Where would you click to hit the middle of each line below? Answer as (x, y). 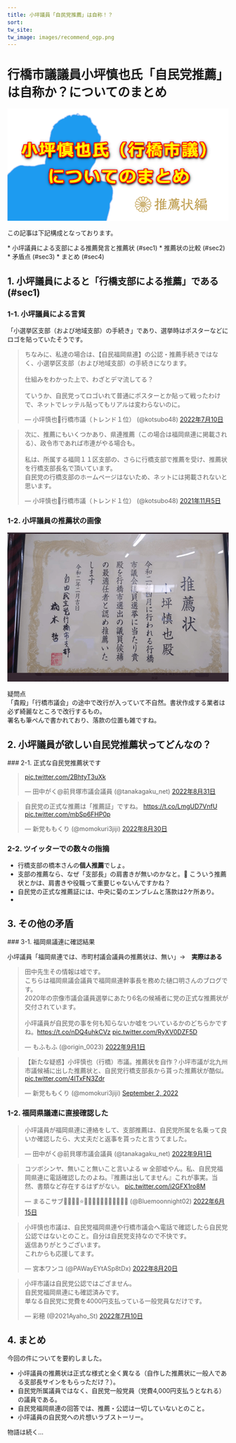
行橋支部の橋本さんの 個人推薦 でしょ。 (73, 865)
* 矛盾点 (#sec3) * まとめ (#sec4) (56, 257)
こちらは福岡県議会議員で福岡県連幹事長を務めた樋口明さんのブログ (123, 981)
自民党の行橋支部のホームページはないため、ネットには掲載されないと (126, 477)
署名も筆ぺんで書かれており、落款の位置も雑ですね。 (84, 720)
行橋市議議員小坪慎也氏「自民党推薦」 (118, 75)
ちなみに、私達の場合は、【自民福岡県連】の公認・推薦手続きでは (118, 355)
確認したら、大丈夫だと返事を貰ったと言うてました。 (114, 1138)
